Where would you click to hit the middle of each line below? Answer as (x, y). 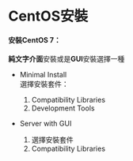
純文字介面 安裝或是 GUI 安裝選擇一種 (66, 59)
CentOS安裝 (48, 16)
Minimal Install (43, 75)
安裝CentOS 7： (34, 39)
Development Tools (63, 108)
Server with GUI (46, 124)
